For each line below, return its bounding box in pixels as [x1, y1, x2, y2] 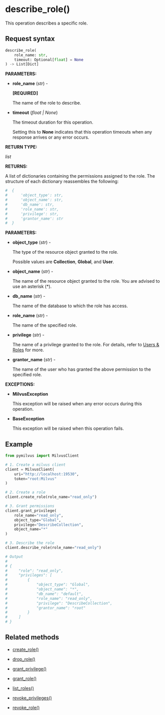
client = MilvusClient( [5, 467, 55, 472]
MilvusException [12, 391, 48, 397]
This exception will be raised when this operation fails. [12, 425, 124, 431]
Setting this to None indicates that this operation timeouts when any [12, 129, 152, 135]
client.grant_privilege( [5, 508, 57, 513]
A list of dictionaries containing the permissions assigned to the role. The [5, 173, 156, 179]
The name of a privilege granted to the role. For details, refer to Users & [12, 342, 160, 348]
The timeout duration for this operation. [12, 119, 94, 126]
